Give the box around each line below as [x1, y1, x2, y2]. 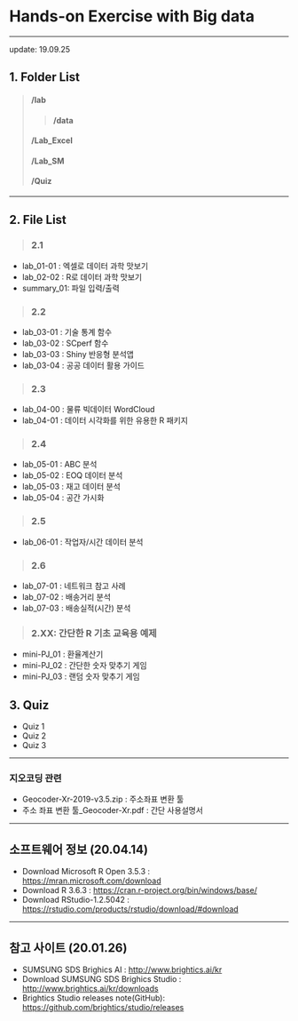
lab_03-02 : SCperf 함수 [21, 338, 109, 348]
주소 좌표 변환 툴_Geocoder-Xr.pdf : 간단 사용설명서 [21, 805, 204, 816]
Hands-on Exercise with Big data [9, 6, 255, 27]
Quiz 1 [21, 722, 45, 732]
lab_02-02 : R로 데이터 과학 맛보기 [21, 271, 143, 282]
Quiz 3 [21, 740, 47, 751]
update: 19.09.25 [9, 44, 71, 54]
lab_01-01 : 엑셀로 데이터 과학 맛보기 [21, 260, 149, 271]
